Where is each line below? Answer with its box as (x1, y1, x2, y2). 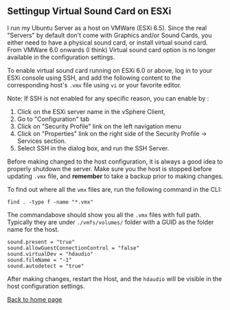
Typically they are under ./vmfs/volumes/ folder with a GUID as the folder (7, 218, 214, 226)
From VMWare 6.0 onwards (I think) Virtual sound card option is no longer (7, 45, 216, 54)
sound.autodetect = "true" (7, 263, 84, 269)
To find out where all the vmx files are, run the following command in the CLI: (7, 185, 222, 193)
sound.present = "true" (7, 239, 76, 245)
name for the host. (7, 225, 60, 233)
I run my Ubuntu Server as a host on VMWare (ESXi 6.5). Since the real (7, 23, 207, 32)
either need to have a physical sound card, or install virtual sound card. (7, 38, 208, 47)
